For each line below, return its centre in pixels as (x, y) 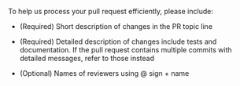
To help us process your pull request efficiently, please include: (111, 11)
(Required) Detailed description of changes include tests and (118, 41)
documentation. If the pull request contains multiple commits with (126, 50)
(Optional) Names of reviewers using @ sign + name (104, 73)
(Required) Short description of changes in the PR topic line (116, 26)
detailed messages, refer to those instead (87, 58)
